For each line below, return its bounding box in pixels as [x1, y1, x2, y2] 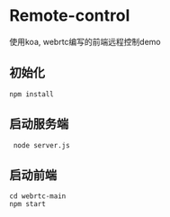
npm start [9, 200, 47, 209]
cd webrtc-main [9, 192, 67, 201]
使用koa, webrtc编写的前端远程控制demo [9, 36, 161, 47]
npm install [9, 89, 54, 99]
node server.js [13, 140, 70, 149]
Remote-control [9, 5, 130, 26]
